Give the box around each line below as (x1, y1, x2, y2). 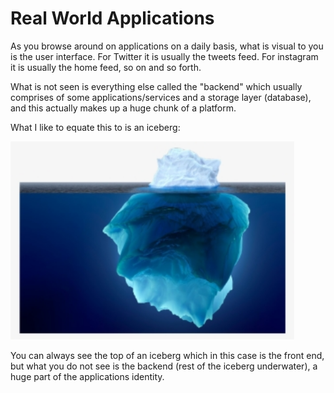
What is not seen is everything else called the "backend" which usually (10, 80, 303, 92)
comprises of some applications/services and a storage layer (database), (10, 91, 312, 103)
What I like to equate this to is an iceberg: (10, 121, 181, 133)
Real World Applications (10, 7, 215, 30)
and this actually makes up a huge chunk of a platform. (10, 102, 237, 114)
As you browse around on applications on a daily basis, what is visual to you (10, 40, 324, 52)
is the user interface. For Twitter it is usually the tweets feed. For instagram (10, 50, 319, 62)
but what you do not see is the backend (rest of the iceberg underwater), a (10, 360, 318, 372)
